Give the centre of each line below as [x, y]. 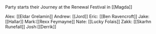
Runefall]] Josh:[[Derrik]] [31, 27]
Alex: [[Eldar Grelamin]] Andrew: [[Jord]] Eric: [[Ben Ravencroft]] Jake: [78, 16]
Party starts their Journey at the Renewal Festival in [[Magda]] [69, 7]
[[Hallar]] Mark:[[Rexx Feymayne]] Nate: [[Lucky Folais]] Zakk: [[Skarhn [78, 22]
